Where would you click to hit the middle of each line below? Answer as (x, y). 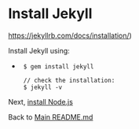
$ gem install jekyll (59, 66)
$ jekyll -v (43, 87)
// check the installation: (69, 80)
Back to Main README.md (51, 117)
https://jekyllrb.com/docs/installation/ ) (70, 35)
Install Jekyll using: (39, 50)
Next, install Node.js (40, 101)
